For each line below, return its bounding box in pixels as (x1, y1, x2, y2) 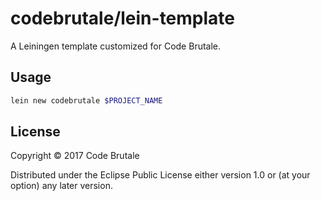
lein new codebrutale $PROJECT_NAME (10, 95, 163, 106)
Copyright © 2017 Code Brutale (10, 150, 140, 162)
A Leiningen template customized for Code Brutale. (10, 40, 222, 52)
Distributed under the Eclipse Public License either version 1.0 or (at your (10, 169, 311, 181)
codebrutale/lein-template (10, 7, 235, 30)
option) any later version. (10, 180, 113, 192)
